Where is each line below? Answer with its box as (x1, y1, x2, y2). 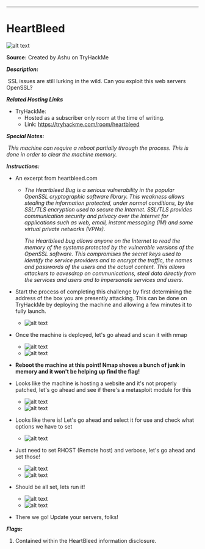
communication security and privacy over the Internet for (24, 212, 169, 219)
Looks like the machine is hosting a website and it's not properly (15, 380, 177, 387)
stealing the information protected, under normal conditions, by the (24, 199, 194, 207)
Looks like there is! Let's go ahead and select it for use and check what (15, 416, 194, 424)
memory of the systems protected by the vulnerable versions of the (24, 243, 194, 251)
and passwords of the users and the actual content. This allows (24, 263, 185, 270)
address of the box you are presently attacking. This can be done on (15, 294, 187, 301)
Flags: (6, 525, 23, 532)
